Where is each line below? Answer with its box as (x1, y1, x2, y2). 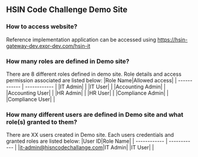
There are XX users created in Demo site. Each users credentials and (6, 132, 174, 139)
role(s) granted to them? (6, 118, 77, 126)
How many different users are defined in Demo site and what (6, 110, 184, 118)
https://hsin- (157, 36, 188, 43)
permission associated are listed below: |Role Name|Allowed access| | (6, 76, 177, 84)
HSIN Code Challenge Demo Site (6, 5, 128, 15)
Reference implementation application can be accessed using (6, 36, 157, 43)
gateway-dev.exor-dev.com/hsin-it (6, 42, 90, 49)
